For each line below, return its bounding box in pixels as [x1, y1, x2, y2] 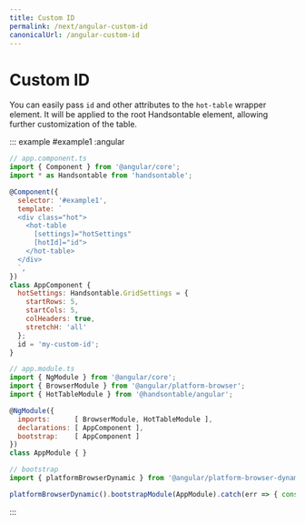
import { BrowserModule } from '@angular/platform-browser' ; [9, 381, 246, 391]
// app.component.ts [9, 154, 88, 164]
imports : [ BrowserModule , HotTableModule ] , [17, 415, 213, 424]
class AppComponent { [9, 280, 92, 289]
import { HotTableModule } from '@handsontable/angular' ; [9, 390, 233, 399]
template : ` [17, 204, 64, 214]
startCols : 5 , [25, 306, 79, 315]
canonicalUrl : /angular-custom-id [9, 30, 141, 39]
